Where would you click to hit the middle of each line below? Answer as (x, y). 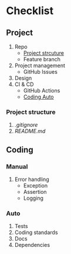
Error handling (32, 179)
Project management (40, 65)
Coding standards (36, 232)
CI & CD (24, 84)
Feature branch (42, 59)
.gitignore (26, 125)
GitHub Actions (42, 90)
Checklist (30, 11)
